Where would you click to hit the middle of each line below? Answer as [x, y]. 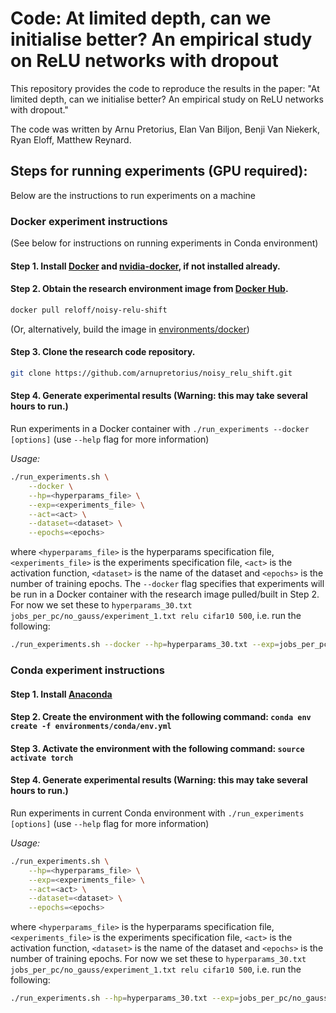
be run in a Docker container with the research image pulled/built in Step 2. [165, 594]
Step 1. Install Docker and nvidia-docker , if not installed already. [145, 266]
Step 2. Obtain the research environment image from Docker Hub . [149, 289]
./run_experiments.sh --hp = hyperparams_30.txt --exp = [125, 998]
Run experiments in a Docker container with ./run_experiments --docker [160, 428]
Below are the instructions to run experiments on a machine [133, 195]
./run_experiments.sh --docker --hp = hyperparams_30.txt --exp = [145, 645]
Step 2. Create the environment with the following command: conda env [161, 717]
